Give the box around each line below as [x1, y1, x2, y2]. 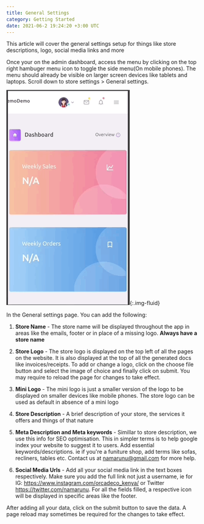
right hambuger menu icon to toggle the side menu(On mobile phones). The [6, 65, 196, 73]
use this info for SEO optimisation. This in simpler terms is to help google [15, 435, 198, 442]
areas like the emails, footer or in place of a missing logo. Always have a [15, 329, 198, 337]
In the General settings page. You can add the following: [6, 311, 147, 318]
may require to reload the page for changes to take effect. [15, 374, 161, 381]
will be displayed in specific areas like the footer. [15, 492, 138, 500]
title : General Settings [6, 10, 69, 16]
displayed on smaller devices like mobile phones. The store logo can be [15, 392, 195, 400]
